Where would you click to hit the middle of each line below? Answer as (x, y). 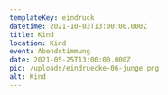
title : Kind (32, 34)
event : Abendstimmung (50, 52)
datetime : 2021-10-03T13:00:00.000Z (78, 26)
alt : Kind (28, 77)
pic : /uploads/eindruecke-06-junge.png (84, 69)
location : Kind (38, 43)
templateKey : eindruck (52, 18)
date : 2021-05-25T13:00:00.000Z (70, 60)
